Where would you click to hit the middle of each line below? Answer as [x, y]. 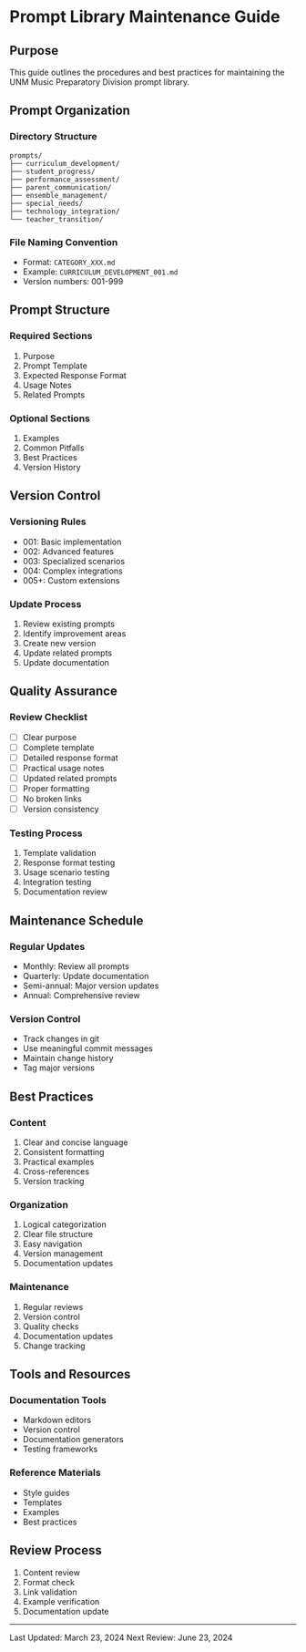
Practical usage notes [63, 768]
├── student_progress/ [52, 171]
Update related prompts [67, 653]
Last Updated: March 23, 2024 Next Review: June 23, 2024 [121, 1637]
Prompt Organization [70, 111]
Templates [42, 1502]
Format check [49, 1582]
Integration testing [57, 883]
